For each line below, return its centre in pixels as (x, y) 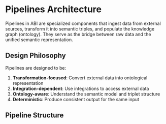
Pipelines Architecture (53, 9)
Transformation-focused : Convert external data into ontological (80, 78)
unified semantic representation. (39, 40)
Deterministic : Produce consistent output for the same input (76, 99)
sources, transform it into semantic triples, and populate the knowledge (80, 28)
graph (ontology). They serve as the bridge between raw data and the (78, 34)
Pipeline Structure (35, 115)
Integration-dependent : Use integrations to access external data (81, 88)
